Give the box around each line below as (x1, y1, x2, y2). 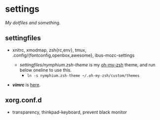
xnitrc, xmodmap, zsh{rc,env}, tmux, (12, 47, 87, 53)
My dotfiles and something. (5, 20, 61, 26)
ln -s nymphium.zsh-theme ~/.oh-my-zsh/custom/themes (27, 73, 140, 78)
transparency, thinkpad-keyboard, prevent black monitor (12, 109, 127, 115)
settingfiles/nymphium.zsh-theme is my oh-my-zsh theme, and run (19, 61, 156, 67)
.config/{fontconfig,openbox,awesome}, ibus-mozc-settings (12, 52, 135, 58)
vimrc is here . (12, 82, 41, 88)
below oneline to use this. (19, 67, 72, 73)
